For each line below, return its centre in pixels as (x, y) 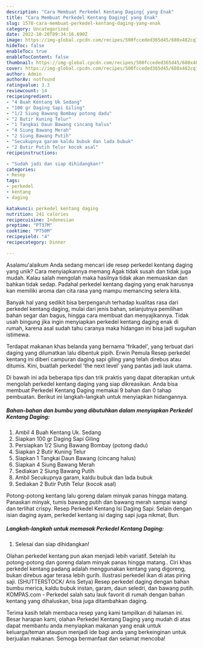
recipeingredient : (29, 96)
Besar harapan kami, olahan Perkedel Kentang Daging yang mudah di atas (98, 619)
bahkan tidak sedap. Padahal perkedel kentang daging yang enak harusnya (100, 284)
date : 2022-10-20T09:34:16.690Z (47, 35)
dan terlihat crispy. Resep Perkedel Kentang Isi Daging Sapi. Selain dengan (99, 508)
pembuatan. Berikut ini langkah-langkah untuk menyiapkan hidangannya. (97, 396)
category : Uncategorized (37, 29)
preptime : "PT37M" (29, 225)
